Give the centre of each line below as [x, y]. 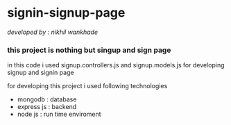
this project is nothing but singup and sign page [89, 50]
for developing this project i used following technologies [87, 86]
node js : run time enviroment [59, 114]
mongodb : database [47, 99]
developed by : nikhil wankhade [53, 32]
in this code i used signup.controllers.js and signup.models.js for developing [116, 65]
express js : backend [47, 107]
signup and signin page [41, 73]
